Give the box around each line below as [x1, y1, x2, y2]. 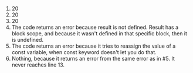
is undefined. [11, 36, 44, 43]
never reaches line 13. [11, 61, 65, 68]
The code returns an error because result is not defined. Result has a [11, 24, 179, 31]
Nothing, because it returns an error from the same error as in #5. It [11, 55, 175, 62]
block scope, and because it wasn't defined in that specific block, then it [11, 30, 188, 37]
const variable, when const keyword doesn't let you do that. [11, 49, 157, 55]
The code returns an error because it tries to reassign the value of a [11, 42, 176, 49]
